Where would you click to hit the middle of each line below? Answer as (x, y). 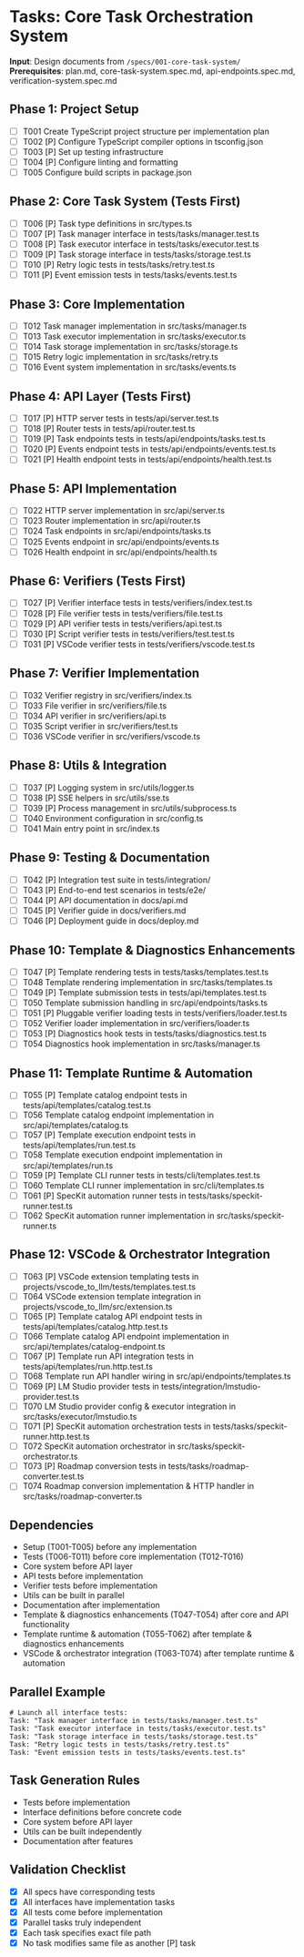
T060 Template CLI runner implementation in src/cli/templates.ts (143, 1185)
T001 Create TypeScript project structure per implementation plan (146, 131)
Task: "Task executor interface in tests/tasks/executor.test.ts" (138, 1728)
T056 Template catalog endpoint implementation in (118, 1115)
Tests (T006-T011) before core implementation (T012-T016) (133, 1557)
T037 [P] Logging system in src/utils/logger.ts (108, 787)
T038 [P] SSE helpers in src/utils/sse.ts (96, 798)
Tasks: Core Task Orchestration (132, 17)
